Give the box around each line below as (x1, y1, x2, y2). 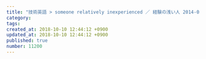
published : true (6, 37, 48, 44)
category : (6, 15, 32, 21)
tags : (6, 20, 20, 26)
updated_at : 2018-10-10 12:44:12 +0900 (6, 32, 109, 38)
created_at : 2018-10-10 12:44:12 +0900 (6, 26, 109, 33)
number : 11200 (6, 44, 43, 50)
